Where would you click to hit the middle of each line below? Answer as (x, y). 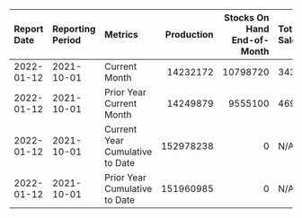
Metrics (121, 35)
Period (67, 40)
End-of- (250, 40)
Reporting (74, 29)
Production (189, 35)
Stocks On (247, 17)
